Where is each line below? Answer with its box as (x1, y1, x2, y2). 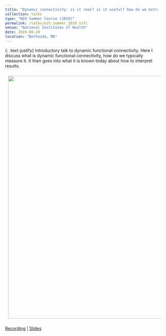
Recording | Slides (5, 325, 42, 331)
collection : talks (5, 12, 42, 17)
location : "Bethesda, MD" (5, 34, 57, 39)
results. (5, 63, 20, 68)
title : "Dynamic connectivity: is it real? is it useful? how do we (5, 7, 147, 12)
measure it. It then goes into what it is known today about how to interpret (5, 58, 153, 64)
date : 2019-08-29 (5, 30, 40, 34)
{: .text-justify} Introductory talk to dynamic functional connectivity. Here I (5, 47, 153, 53)
